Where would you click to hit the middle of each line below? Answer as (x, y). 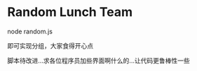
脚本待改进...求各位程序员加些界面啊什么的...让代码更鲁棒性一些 (99, 61)
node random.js (30, 31)
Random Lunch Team (70, 12)
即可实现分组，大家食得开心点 (50, 45)
